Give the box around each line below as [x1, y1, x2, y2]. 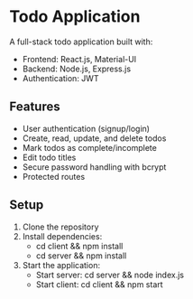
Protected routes [22, 171, 86, 182]
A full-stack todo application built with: [9, 36, 153, 47]
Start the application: [22, 259, 101, 270]
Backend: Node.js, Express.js [22, 63, 132, 74]
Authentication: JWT [22, 72, 99, 83]
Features [9, 99, 60, 115]
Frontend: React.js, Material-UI [22, 53, 137, 64]
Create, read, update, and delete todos [22, 133, 167, 144]
